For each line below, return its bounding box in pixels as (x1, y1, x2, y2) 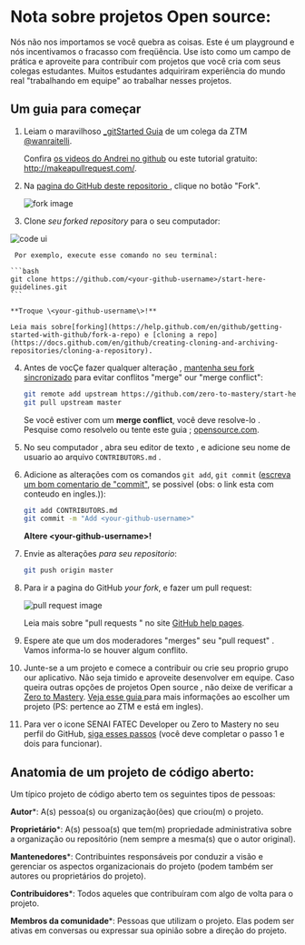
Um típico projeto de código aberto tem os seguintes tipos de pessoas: (10, 789, 276, 799)
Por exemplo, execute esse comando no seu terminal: (14, 250, 219, 260)
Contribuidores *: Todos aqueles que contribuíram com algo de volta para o (10, 888, 294, 899)
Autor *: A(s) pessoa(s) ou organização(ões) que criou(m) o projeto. (10, 806, 264, 817)
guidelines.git (10, 282, 68, 292)
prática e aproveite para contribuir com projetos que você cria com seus (10, 55, 280, 66)
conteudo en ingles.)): (23, 488, 107, 499)
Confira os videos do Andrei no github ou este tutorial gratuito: (23, 153, 258, 164)
